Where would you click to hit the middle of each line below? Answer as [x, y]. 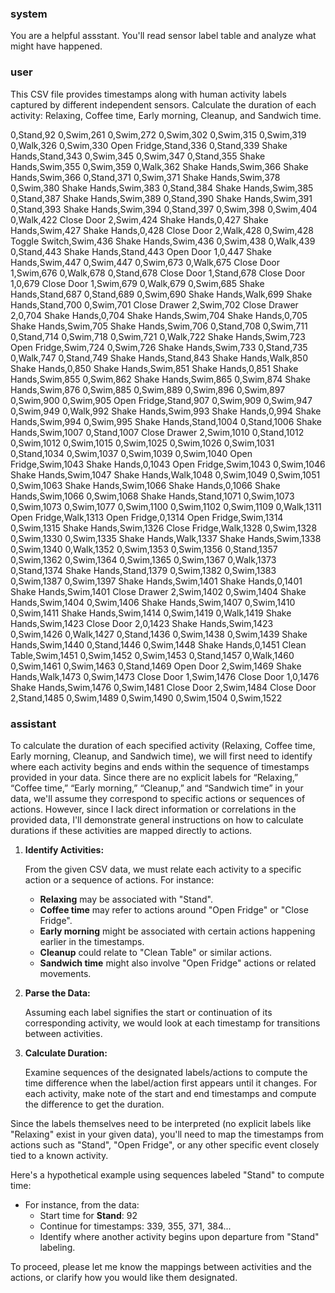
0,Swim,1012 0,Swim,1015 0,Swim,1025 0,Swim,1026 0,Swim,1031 [142, 443]
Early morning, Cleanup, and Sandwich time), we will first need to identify [161, 756]
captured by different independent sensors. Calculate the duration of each [163, 104]
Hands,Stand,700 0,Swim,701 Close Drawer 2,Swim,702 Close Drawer [154, 304]
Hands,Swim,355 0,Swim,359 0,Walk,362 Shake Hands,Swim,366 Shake [159, 166]
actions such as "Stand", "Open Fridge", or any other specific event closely [165, 1144]
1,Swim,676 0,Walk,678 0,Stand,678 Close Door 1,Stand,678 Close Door [158, 273]
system [29, 14]
